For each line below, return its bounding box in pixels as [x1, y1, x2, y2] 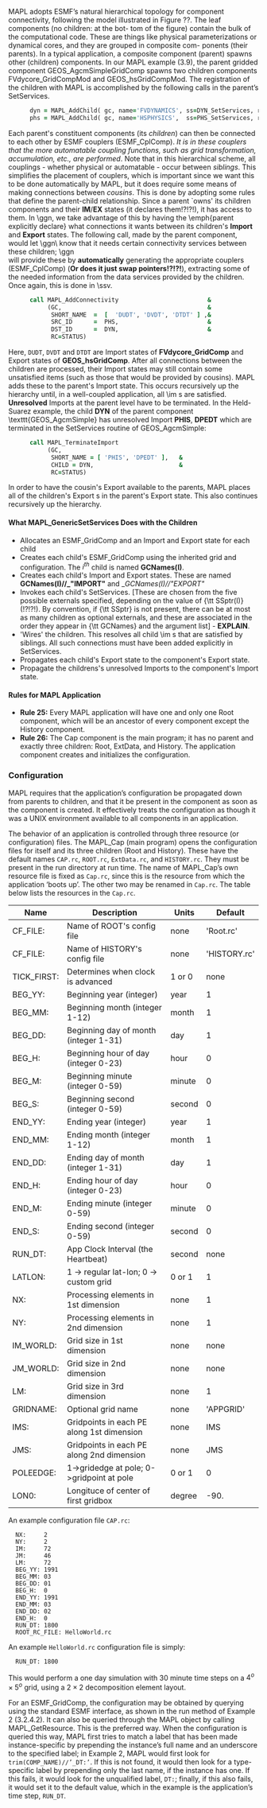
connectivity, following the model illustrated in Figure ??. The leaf [8, 15, 222, 25]
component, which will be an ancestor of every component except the [19, 716, 250, 726]
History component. [19, 725, 86, 734]
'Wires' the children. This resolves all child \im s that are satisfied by [19, 630, 243, 640]
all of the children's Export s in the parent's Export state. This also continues [8, 491, 258, 500]
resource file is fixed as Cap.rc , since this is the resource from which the [8, 871, 245, 881]
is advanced [67, 976, 113, 987]
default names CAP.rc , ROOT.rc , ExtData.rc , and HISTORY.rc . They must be [8, 854, 250, 864]
